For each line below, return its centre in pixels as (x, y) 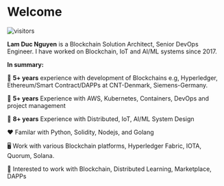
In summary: (26, 64)
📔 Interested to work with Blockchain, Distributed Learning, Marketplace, (110, 169)
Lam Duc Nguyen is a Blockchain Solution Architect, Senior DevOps (103, 44)
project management (37, 105)
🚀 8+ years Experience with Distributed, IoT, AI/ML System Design (101, 119)
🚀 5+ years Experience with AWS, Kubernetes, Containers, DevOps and (108, 98)
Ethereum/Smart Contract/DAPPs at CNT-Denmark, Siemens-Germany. (108, 85)
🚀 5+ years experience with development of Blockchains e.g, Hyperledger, (112, 78)
